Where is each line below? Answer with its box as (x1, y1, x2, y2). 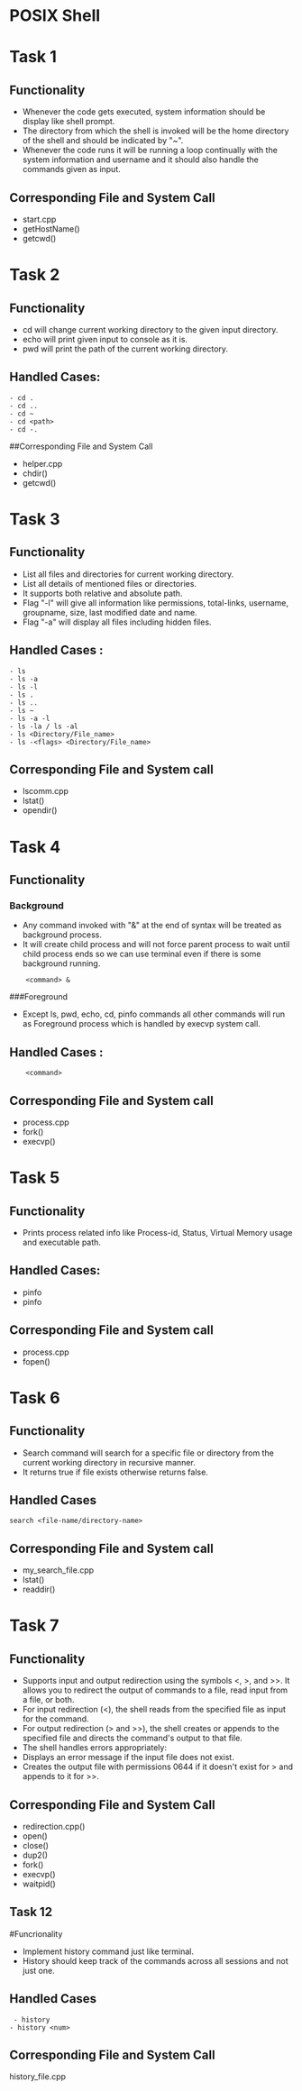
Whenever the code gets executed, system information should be (22, 106, 266, 117)
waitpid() (22, 1878, 56, 1889)
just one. (22, 1965, 56, 1976)
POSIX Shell (9, 5, 101, 26)
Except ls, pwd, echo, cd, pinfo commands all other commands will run (22, 1009, 286, 1019)
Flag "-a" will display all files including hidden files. (22, 616, 212, 627)
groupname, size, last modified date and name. (22, 607, 197, 617)
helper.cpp (22, 458, 63, 469)
